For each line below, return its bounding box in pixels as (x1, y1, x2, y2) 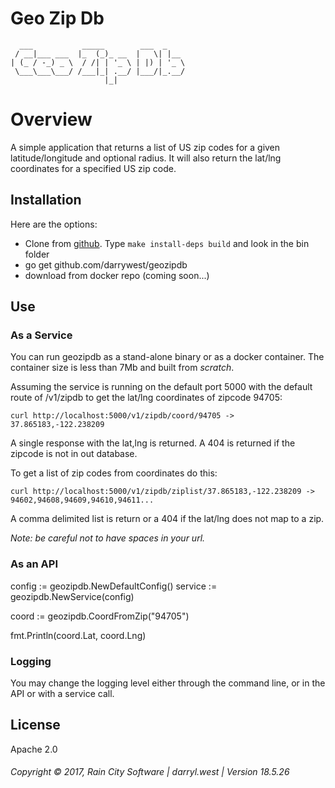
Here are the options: (10, 218, 98, 230)
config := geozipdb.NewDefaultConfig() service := (10, 580, 218, 592)
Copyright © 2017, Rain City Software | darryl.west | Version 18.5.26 (10, 766, 290, 778)
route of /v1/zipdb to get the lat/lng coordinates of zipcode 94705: (10, 392, 283, 404)
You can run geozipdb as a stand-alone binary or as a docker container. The (10, 351, 325, 363)
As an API (10, 557, 59, 571)
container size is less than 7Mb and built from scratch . (10, 362, 235, 374)
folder (24, 248, 50, 260)
